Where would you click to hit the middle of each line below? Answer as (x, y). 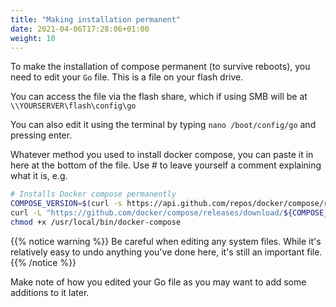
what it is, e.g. (39, 176)
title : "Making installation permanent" (96, 19)
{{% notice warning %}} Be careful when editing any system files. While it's (166, 241)
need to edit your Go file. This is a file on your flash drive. (127, 77)
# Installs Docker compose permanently (93, 194)
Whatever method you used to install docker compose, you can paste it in (162, 155)
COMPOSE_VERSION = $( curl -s (66, 204)
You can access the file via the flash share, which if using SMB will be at (159, 97)
